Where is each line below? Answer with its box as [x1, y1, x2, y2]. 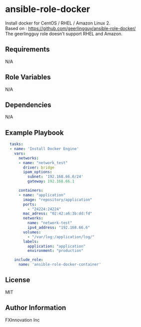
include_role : [14, 257, 43, 262]
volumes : [23, 229, 41, 234]
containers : [18, 188, 43, 193]
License [5, 276, 30, 284]
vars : [14, 151, 26, 156]
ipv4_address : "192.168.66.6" [27, 225, 91, 230]
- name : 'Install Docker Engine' [9, 146, 79, 151]
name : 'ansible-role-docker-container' [18, 262, 101, 267]
